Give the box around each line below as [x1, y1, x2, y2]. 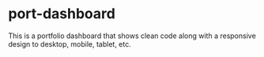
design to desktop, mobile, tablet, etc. [8, 39, 132, 48]
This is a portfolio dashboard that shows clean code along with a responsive [8, 31, 257, 40]
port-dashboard [8, 5, 116, 23]
